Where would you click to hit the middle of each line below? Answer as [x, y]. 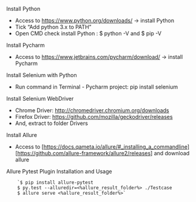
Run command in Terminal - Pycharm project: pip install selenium [96, 87]
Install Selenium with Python [42, 75]
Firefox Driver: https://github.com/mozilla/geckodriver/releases [94, 117]
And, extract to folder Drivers [51, 123]
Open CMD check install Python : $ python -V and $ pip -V [88, 33]
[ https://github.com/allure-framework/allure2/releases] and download [102, 153]
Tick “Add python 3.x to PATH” [53, 27]
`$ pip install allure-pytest [56, 183]
